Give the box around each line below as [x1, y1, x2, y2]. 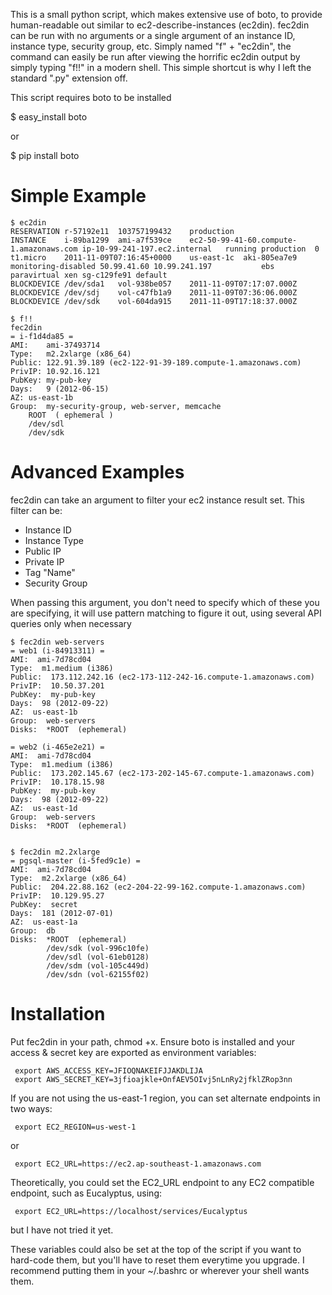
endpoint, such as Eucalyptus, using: [10, 1187, 163, 1199]
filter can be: [10, 504, 63, 516]
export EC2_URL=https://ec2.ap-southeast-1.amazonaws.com [14, 1159, 262, 1169]
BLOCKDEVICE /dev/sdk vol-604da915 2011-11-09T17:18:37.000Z [10, 296, 298, 306]
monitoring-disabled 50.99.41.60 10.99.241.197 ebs [10, 261, 275, 271]
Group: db [10, 925, 56, 936]
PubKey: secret [10, 899, 78, 909]
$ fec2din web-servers [10, 637, 105, 647]
